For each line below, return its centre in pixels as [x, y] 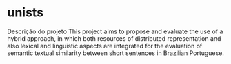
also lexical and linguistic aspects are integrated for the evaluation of [105, 46]
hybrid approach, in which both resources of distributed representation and [114, 38]
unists [25, 13]
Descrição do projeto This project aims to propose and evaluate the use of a [115, 31]
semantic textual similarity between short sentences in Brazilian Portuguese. [115, 53]
